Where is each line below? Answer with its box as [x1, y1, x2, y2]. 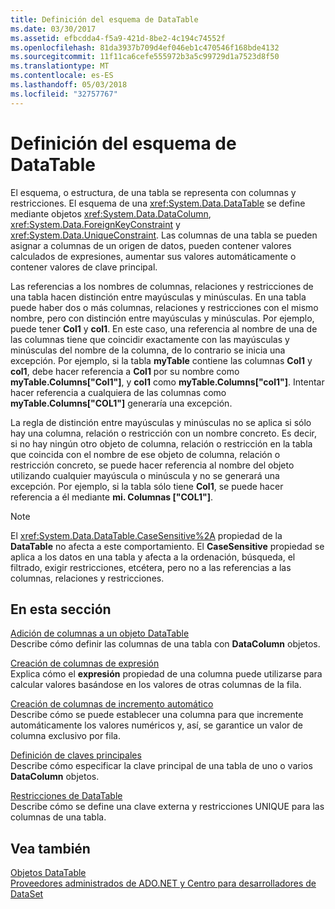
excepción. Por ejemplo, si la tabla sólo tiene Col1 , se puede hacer [10, 480, 284, 492]
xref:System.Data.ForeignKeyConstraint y [10, 218, 181, 230]
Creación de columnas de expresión [10, 657, 160, 670]
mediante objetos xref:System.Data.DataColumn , [10, 207, 212, 220]
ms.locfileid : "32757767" [10, 89, 118, 99]
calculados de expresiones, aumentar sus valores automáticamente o [10, 250, 297, 262]
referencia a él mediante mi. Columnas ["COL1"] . [10, 491, 214, 503]
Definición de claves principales [10, 749, 142, 761]
